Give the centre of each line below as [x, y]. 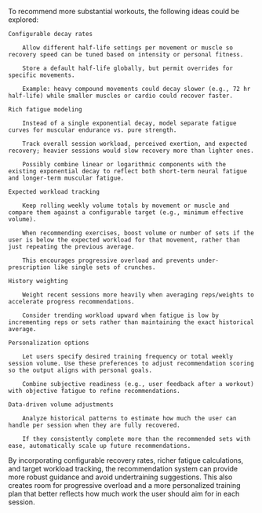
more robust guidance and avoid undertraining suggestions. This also [120, 477]
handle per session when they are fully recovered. [94, 425]
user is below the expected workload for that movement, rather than [124, 240]
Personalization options [49, 343]
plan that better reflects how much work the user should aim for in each [124, 494]
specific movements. [42, 75]
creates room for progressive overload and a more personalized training [124, 485]
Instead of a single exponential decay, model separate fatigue [129, 123]
